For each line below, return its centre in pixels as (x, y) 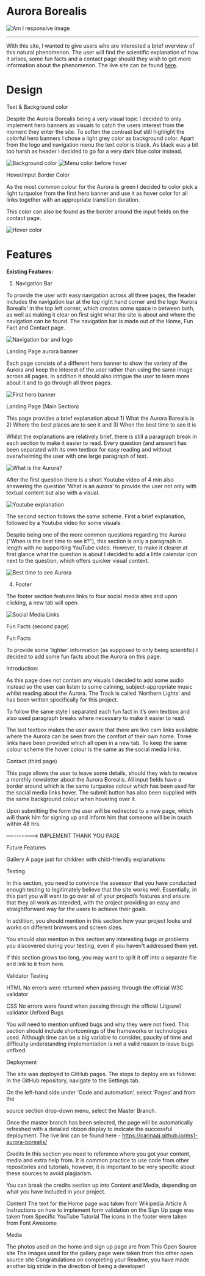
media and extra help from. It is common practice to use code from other (98, 1160)
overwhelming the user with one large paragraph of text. (77, 456)
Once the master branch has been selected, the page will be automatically (100, 1122)
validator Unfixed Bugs (35, 1012)
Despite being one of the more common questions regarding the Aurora (96, 534)
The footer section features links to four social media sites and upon (92, 596)
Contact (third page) (32, 761)
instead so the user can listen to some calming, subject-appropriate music (99, 686)
